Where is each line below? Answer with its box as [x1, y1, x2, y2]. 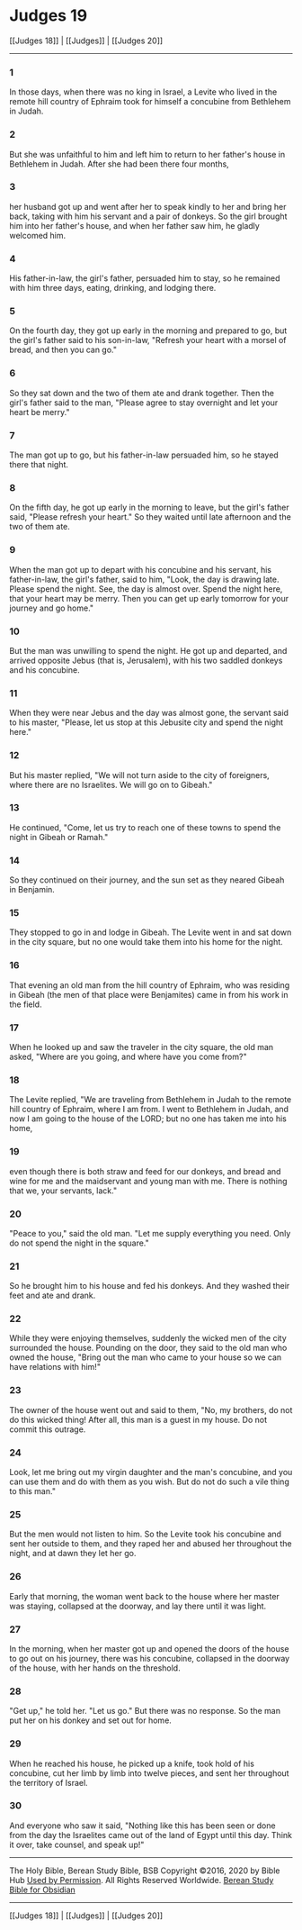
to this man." [9, 1486, 57, 1497]
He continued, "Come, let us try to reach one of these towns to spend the [9, 821, 281, 833]
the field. [9, 999, 42, 1010]
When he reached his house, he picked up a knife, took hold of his [9, 1758, 254, 1769]
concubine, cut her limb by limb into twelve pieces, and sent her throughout [9, 1767, 289, 1779]
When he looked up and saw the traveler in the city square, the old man [9, 1041, 274, 1052]
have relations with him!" [9, 1362, 102, 1373]
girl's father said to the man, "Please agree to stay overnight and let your [9, 397, 279, 408]
